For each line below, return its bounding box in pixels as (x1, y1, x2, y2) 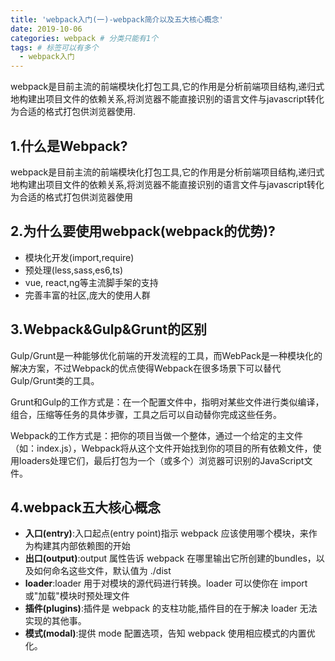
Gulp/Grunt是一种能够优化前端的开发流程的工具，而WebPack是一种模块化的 (10, 349, 323, 361)
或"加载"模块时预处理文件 (24, 590, 130, 602)
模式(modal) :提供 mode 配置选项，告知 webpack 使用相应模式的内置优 (24, 627, 316, 640)
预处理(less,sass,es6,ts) (24, 264, 124, 276)
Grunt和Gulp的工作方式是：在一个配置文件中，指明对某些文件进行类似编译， (10, 396, 325, 408)
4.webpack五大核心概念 (10, 499, 161, 516)
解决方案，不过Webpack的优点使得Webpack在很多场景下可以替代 (10, 362, 282, 374)
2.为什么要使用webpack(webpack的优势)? (10, 223, 276, 240)
